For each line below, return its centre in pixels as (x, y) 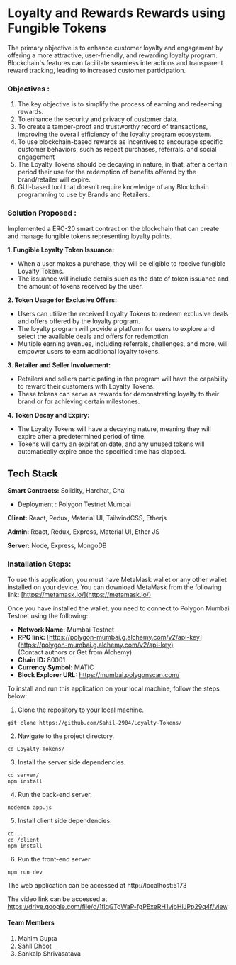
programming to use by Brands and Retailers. (84, 195)
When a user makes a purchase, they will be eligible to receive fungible (122, 263)
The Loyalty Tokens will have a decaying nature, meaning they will (114, 429)
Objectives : (28, 89)
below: (17, 696)
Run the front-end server (54, 859)
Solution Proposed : (42, 213)
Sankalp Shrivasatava (49, 953)
